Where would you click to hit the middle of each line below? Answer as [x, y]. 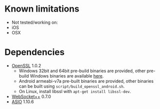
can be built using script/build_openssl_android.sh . [72, 86]
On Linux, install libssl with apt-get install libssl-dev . [75, 91]
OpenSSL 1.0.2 [26, 65]
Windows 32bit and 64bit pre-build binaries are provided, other [82, 71]
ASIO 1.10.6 [23, 101]
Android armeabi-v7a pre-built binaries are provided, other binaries [86, 81]
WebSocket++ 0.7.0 [31, 96]
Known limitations [42, 9]
